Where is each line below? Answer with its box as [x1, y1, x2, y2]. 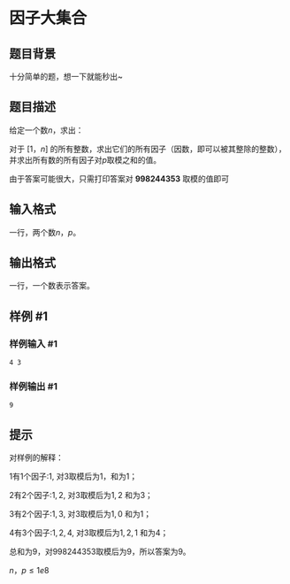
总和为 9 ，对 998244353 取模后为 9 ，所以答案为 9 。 [9, 546, 192, 557]
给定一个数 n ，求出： [9, 125, 84, 135]
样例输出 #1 [9, 380, 57, 393]
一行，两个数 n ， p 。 [9, 227, 81, 237]
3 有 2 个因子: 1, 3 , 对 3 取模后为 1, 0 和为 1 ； [9, 509, 152, 519]
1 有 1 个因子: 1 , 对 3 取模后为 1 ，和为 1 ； [9, 471, 138, 482]
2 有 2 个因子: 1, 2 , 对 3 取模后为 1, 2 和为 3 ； [9, 490, 153, 501]
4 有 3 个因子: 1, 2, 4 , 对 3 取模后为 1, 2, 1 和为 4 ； [9, 527, 169, 538]
